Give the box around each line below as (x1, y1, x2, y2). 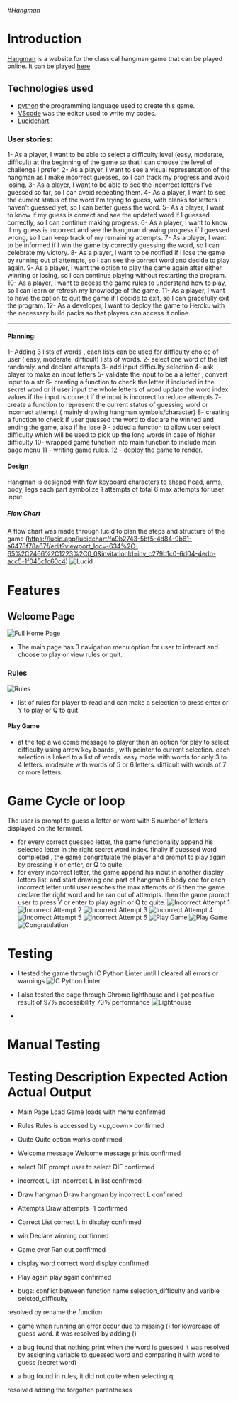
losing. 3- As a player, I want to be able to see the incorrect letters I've (7, 180, 212, 189)
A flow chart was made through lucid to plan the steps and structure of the (7, 527, 225, 536)
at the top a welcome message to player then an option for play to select (17, 737, 229, 746)
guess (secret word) (17, 1358, 77, 1366)
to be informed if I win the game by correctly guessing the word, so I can (7, 241, 220, 249)
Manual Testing (7, 1037, 101, 1052)
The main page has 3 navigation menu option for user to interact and (17, 643, 218, 651)
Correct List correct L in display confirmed (17, 1218, 142, 1226)
